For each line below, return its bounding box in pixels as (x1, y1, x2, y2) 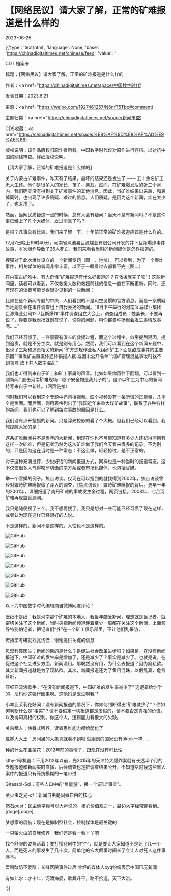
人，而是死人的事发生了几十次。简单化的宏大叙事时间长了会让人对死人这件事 (5, 847, 166, 853)
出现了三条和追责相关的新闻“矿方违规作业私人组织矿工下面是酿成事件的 (5, 346, 155, 352)
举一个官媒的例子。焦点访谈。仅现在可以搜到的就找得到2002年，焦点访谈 (5, 475, 159, 481)
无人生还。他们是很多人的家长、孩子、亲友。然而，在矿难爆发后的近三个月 (5, 182, 161, 188)
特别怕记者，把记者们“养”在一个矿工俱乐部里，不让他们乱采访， (9, 626, 144, 632)
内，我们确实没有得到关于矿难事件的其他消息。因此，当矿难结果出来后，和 (5, 188, 161, 194)
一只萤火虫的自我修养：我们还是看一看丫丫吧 (5, 830, 99, 836)
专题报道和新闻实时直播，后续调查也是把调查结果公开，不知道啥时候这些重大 (5, 763, 166, 770)
